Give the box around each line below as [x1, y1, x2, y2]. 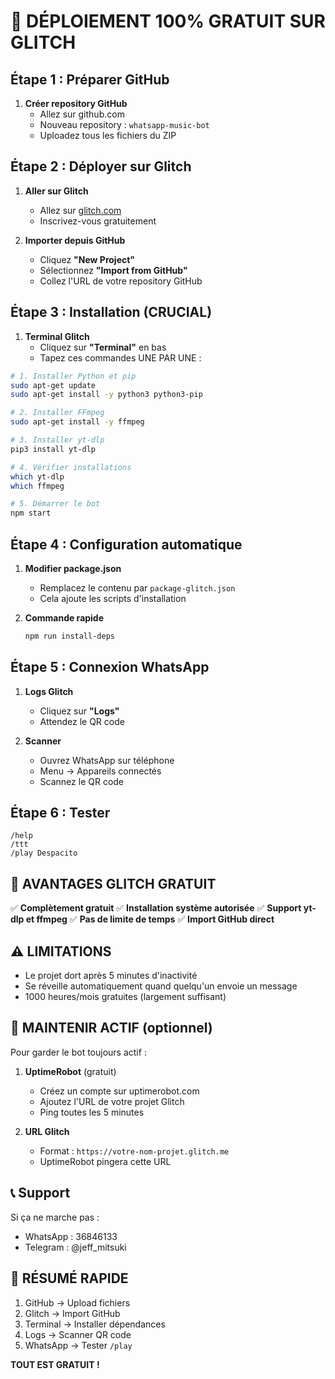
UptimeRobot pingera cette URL [39, 1155, 172, 1167]
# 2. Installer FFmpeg [10, 408, 105, 418]
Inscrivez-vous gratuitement [39, 215, 157, 227]
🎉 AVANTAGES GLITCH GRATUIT [10, 875, 217, 892]
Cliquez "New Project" [39, 253, 136, 265]
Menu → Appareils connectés [39, 765, 162, 777]
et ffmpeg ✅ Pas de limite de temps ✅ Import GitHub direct [25, 913, 275, 925]
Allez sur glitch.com [39, 204, 122, 216]
